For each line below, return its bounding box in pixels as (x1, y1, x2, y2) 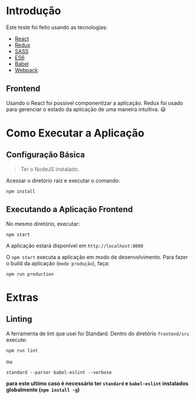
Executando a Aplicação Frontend (6, 205, 133, 215)
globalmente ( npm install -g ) (6, 386, 80, 393)
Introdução (6, 4, 61, 18)
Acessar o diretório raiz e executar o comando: (6, 177, 120, 184)
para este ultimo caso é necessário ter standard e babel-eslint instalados (6, 379, 189, 387)
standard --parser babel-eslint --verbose (6, 369, 112, 375)
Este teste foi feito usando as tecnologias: (6, 24, 108, 31)
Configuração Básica (6, 150, 85, 160)
